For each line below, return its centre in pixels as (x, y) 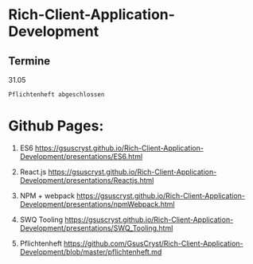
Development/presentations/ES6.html (81, 156)
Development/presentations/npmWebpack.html (97, 204)
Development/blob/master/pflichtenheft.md (91, 251)
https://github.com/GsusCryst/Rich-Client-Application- (154, 243)
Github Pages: (56, 126)
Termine (29, 61)
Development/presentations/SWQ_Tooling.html (96, 227)
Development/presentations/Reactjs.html (87, 180)
